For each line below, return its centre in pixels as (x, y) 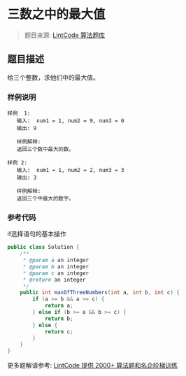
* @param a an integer (56, 260)
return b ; (59, 319)
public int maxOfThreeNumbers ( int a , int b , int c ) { (100, 293)
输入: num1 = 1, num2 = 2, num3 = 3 (70, 171)
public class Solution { (43, 247)
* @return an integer (54, 280)
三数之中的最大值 (57, 14)
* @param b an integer (56, 266)
